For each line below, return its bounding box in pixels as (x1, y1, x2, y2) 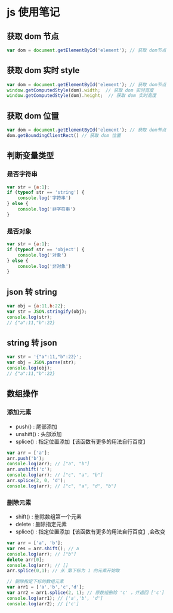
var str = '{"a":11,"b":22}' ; (7, 354, 82, 360)
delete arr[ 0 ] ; (7, 557, 45, 563)
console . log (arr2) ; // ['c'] (7, 600, 79, 607)
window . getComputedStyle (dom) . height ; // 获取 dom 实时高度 (7, 93, 157, 99)
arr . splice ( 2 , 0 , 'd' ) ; (7, 478, 66, 484)
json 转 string (7, 286, 57, 297)
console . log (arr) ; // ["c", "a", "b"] (7, 472, 103, 478)
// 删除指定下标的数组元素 (7, 578, 64, 585)
